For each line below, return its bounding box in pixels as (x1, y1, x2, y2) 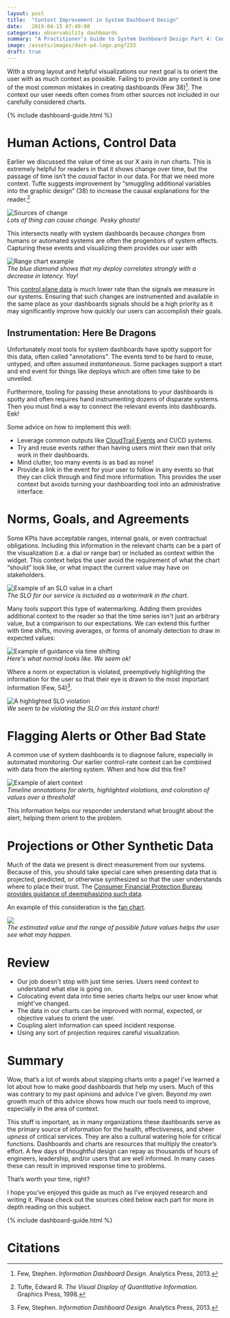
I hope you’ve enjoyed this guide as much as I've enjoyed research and (7, 1188, 207, 1196)
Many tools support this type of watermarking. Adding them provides (7, 604, 202, 612)
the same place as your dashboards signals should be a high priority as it (7, 300, 214, 308)
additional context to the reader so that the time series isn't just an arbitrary (7, 612, 220, 620)
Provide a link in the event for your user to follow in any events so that (16, 465, 214, 473)
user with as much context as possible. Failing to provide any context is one (7, 74, 221, 82)
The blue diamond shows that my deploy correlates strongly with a (7, 265, 196, 273)
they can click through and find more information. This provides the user (16, 472, 222, 481)
